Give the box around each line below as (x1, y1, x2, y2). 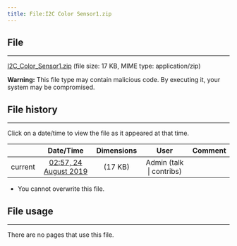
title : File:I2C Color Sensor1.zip (7, 10, 112, 18)
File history (7, 103, 58, 115)
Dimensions (96, 146, 138, 156)
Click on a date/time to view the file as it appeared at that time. (7, 129, 189, 138)
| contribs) (147, 167, 182, 177)
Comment (192, 146, 226, 156)
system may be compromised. (7, 83, 95, 92)
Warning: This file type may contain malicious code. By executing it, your (7, 76, 221, 84)
